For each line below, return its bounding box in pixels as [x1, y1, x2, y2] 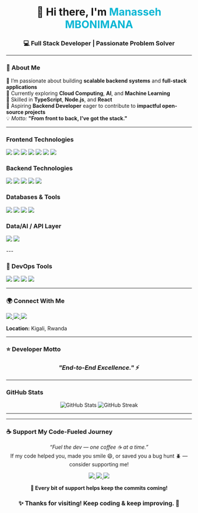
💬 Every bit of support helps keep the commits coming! [30, 485, 168, 492]
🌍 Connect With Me [6, 297, 65, 305]
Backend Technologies [6, 165, 73, 172]
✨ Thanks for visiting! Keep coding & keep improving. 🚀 [18, 499, 180, 508]
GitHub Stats [6, 388, 44, 396]
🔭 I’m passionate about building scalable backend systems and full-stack [6, 77, 187, 84]
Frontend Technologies [6, 135, 74, 143]
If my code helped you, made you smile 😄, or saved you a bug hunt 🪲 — [10, 452, 188, 459]
